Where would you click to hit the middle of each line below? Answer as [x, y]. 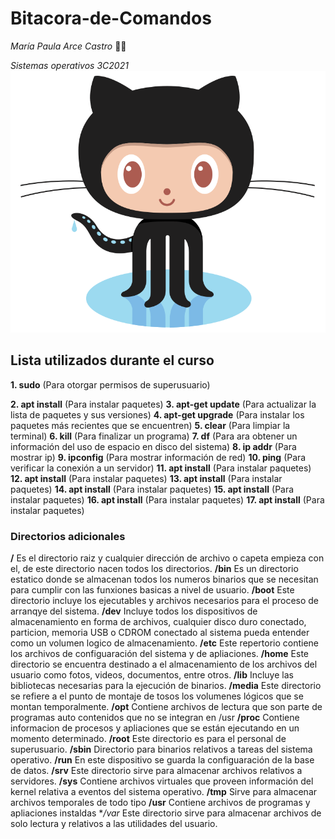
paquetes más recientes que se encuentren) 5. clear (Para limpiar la [150, 425]
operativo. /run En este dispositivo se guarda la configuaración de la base [162, 759]
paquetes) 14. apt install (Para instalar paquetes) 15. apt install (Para [152, 489]
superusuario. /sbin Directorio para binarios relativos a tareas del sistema [161, 749]
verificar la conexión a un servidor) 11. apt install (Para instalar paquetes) [161, 468]
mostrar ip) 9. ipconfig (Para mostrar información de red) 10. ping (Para [158, 457]
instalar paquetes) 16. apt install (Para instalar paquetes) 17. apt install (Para [167, 499]
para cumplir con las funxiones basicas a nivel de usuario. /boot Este [152, 589]
